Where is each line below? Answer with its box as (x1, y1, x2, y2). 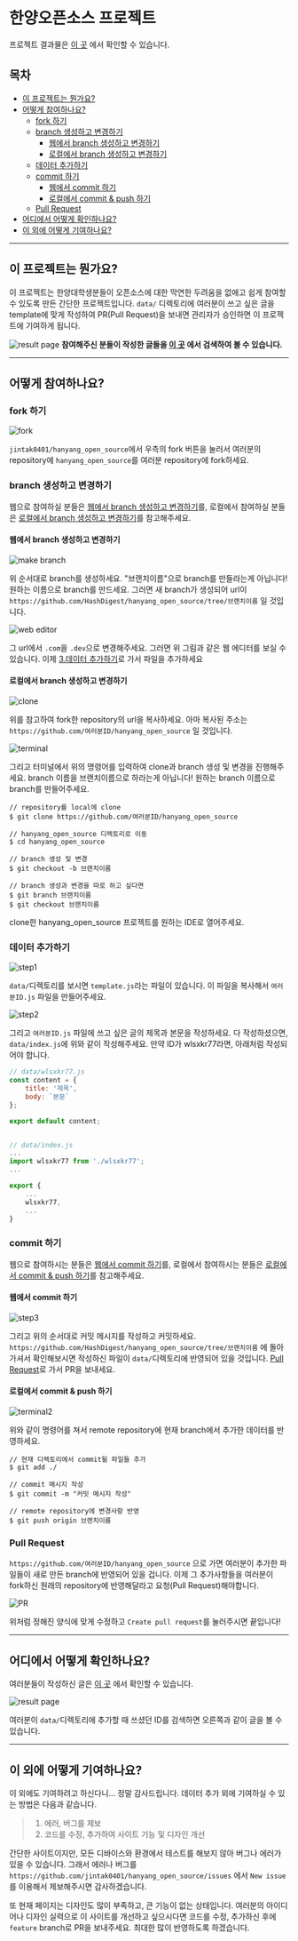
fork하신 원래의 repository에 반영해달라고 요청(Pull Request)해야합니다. (9, 1580, 260, 1591)
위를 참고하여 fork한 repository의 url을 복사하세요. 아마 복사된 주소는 (9, 714, 248, 724)
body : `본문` (25, 1092, 69, 1101)
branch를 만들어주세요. (9, 783, 90, 794)
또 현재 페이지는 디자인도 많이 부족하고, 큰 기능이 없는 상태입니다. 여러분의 (9, 1900, 264, 1911)
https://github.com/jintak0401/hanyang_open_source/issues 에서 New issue (9, 1870, 286, 1881)
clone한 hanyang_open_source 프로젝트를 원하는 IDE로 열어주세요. (9, 916, 245, 927)
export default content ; (9, 1116, 101, 1125)
